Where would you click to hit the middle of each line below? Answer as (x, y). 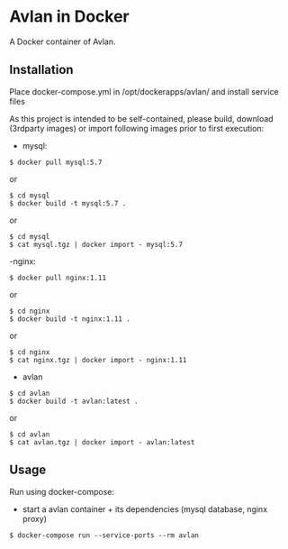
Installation (41, 70)
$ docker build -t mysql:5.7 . (68, 203)
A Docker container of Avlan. (63, 41)
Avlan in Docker (69, 17)
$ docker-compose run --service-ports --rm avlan (104, 535)
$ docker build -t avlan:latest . (74, 401)
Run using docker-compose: (62, 491)
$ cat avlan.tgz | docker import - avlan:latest (102, 442)
